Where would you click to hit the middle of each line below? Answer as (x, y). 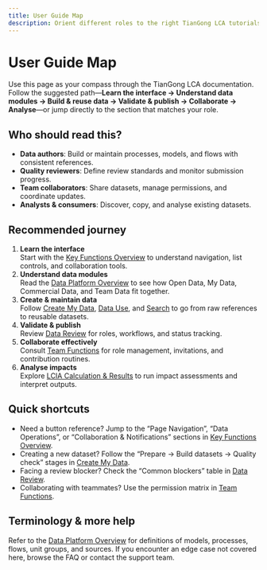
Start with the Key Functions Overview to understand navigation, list (131, 258)
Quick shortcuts (49, 410)
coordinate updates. (52, 197)
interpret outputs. (48, 385)
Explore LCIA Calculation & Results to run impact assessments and (129, 376)
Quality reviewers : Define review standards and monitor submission (132, 171)
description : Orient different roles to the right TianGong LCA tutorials (135, 23)
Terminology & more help (72, 521)
